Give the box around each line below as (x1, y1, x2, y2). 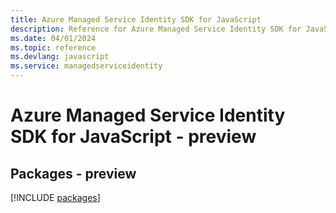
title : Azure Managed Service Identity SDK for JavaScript (10, 14, 262, 25)
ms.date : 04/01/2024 (10, 33, 97, 43)
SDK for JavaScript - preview (10, 126, 257, 148)
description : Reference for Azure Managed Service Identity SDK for (10, 24, 302, 34)
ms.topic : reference (10, 42, 97, 53)
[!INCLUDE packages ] (10, 192, 101, 203)
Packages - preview (10, 165, 137, 182)
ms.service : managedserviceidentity (10, 61, 163, 71)
